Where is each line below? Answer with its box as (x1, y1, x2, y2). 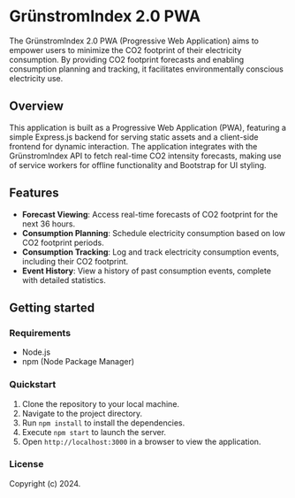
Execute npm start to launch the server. (21, 426, 166, 437)
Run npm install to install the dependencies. (21, 418, 185, 428)
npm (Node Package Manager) (21, 356, 135, 367)
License (9, 458, 44, 471)
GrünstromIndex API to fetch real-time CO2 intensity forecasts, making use (9, 150, 282, 161)
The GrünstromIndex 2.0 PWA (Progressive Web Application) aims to (9, 35, 259, 46)
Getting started (9, 300, 95, 315)
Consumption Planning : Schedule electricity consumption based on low (21, 227, 285, 238)
